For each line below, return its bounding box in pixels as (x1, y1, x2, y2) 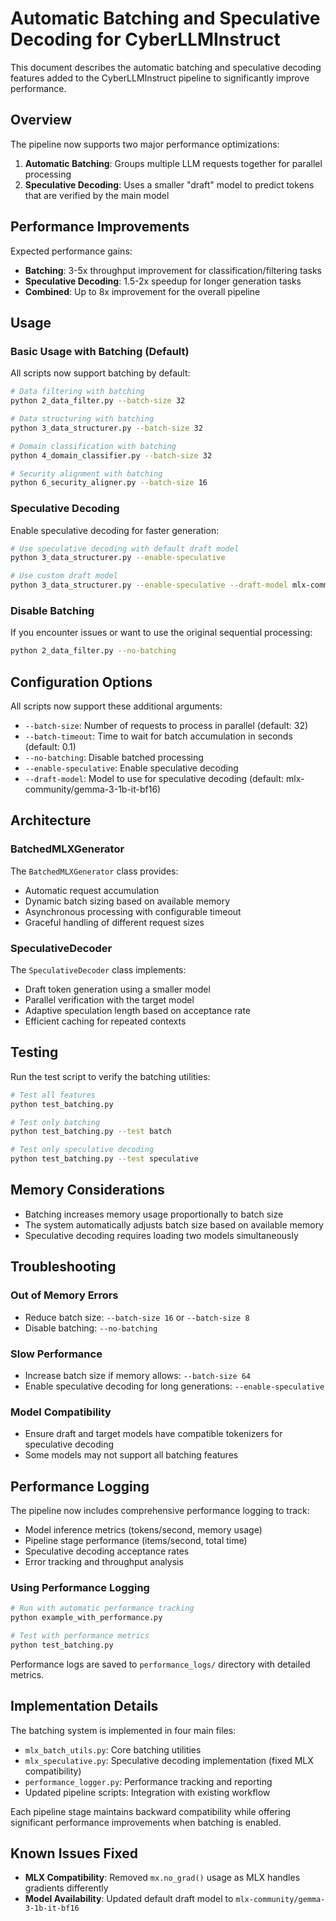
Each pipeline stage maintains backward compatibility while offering (10, 1805, 292, 1817)
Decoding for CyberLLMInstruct (10, 28, 281, 51)
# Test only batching (10, 1117, 101, 1127)
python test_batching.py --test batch (10, 1127, 172, 1137)
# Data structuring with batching (10, 414, 155, 424)
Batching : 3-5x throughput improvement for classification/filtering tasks (24, 264, 322, 276)
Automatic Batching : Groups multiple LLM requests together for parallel (24, 157, 323, 169)
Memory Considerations (10, 1182, 165, 1199)
